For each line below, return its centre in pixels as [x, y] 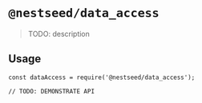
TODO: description [59, 34]
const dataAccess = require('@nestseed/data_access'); [102, 77]
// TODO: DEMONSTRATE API [51, 91]
